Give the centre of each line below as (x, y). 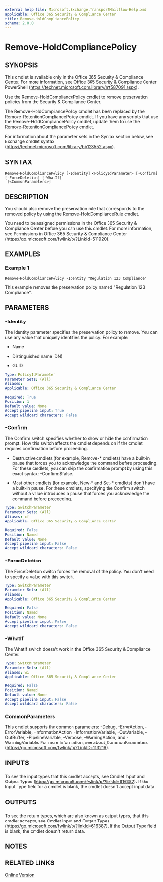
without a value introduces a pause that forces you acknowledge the (81, 494)
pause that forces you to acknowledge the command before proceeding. (85, 463)
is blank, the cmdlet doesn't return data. (45, 831)
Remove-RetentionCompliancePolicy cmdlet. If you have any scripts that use (82, 117)
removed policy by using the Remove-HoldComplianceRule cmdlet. (72, 214)
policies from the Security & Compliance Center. (53, 102)
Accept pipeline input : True (35, 411)
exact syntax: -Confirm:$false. (43, 474)
